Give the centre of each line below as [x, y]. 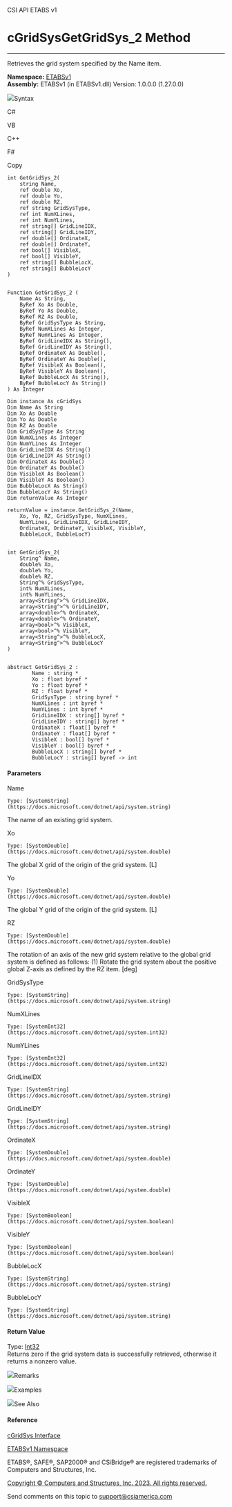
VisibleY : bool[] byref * [71, 746]
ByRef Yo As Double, [49, 311]
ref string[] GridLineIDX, [58, 226]
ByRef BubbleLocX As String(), [65, 377]
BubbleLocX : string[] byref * [77, 752]
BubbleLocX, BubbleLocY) [55, 534]
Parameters [24, 773]
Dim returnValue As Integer [48, 498]
